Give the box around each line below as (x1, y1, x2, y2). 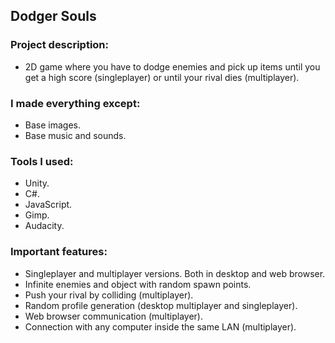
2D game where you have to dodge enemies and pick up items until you (24, 60, 321, 73)
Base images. (24, 119, 81, 131)
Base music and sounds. (24, 129, 127, 141)
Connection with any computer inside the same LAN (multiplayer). (24, 320, 297, 333)
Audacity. (24, 220, 65, 232)
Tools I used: (10, 154, 74, 168)
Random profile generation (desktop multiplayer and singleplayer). (24, 299, 298, 311)
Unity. (24, 177, 50, 189)
